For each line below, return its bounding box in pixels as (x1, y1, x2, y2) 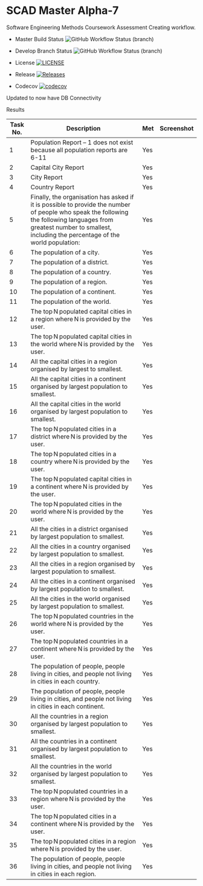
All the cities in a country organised (30, 542, 131, 551)
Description (66, 124, 101, 132)
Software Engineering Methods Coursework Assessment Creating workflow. (6, 24, 196, 31)
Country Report (30, 183, 74, 191)
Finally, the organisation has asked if (30, 192, 134, 201)
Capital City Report (30, 163, 85, 172)
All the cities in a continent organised (30, 577, 135, 585)
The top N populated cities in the (30, 500, 122, 508)
